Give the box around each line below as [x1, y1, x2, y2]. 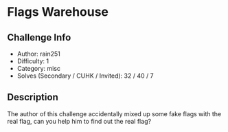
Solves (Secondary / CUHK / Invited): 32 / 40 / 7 [16, 71, 154, 80]
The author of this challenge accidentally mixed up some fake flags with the [7, 109, 222, 118]
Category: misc [16, 65, 60, 72]
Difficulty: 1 [16, 57, 49, 65]
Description [7, 91, 58, 103]
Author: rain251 [16, 49, 60, 58]
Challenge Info [7, 32, 71, 43]
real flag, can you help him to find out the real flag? [7, 117, 152, 125]
